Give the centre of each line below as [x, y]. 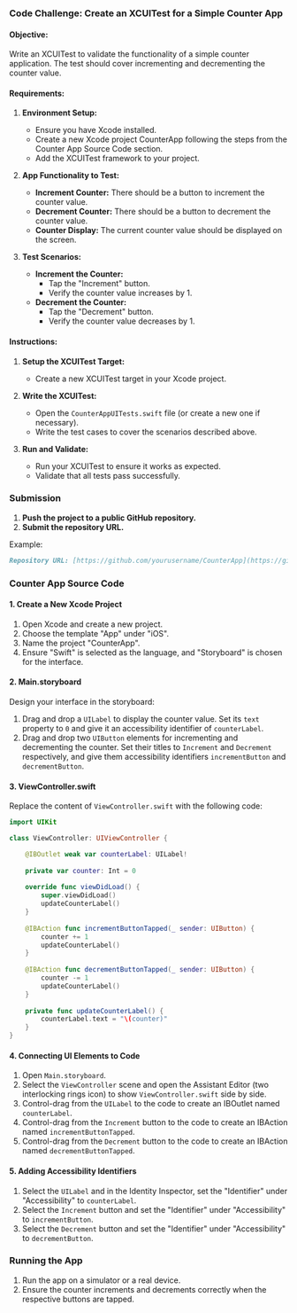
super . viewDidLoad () [79, 895]
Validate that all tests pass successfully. [108, 475]
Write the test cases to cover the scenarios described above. [146, 432]
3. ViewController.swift [53, 786]
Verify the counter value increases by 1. [120, 293]
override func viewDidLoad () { [83, 887]
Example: [26, 544]
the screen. [56, 240]
